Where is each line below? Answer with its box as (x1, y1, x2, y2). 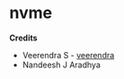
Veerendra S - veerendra (22, 49, 115, 60)
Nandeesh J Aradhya (22, 59, 102, 70)
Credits (9, 32, 38, 43)
